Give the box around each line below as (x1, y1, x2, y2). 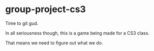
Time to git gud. (5, 20, 39, 26)
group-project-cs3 (5, 4, 86, 15)
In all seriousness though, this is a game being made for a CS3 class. (5, 30, 150, 36)
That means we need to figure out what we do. (5, 39, 103, 46)
